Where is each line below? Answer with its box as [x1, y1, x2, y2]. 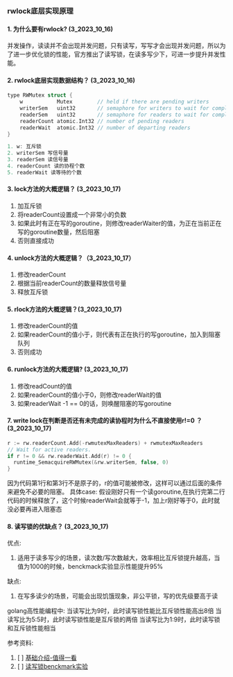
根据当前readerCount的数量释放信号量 [17, 279, 127, 288]
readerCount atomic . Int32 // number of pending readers [19, 117, 185, 124]
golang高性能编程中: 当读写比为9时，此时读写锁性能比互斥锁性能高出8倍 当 [7, 607, 222, 615]
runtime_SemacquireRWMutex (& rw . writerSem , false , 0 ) [13, 459, 169, 466]
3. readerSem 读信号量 [7, 156, 69, 163]
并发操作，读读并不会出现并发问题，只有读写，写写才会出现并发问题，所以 [7, 42, 220, 50]
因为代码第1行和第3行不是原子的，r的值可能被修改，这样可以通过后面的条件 [7, 479, 223, 487]
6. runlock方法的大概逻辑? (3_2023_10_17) [7, 365, 128, 373]
